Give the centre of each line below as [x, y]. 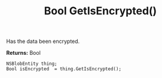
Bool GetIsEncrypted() [100, 11]
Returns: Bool [23, 53]
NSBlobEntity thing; [32, 64]
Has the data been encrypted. [43, 41]
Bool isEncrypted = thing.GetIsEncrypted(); [64, 69]
